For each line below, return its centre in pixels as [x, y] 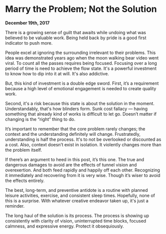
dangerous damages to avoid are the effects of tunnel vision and [71, 165]
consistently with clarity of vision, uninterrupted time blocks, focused [76, 221]
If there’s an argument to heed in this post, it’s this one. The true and [75, 159]
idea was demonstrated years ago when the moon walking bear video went [82, 58]
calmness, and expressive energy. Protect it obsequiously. [65, 226]
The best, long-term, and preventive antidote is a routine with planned [77, 190]
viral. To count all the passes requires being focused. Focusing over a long [81, 63]
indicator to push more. [29, 43]
